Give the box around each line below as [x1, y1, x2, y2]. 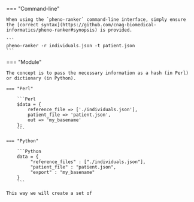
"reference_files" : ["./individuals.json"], [30, 159, 146, 165]
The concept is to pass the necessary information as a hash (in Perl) [6, 70, 189, 76]
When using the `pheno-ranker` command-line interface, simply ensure [6, 17, 186, 23]
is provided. [99, 27, 133, 33]
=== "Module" [6, 59, 42, 65]
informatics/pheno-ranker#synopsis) [6, 27, 98, 33]
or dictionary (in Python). [6, 75, 77, 81]
